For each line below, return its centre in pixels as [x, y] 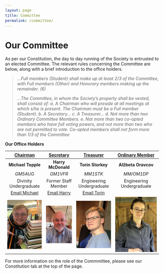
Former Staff [59, 181]
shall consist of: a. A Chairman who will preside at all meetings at [83, 104]
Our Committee [37, 45]
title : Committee [23, 15]
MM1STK [94, 174]
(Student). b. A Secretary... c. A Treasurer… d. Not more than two [82, 114]
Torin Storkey [94, 165]
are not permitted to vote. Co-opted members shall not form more [83, 130]
